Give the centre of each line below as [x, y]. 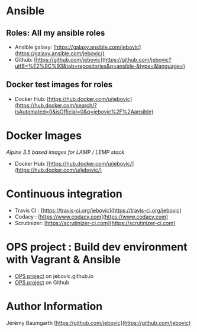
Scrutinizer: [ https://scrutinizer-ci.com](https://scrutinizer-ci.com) [95, 223]
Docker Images [44, 135]
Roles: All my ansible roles [56, 33]
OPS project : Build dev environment [97, 247]
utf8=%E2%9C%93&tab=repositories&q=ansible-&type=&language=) [100, 66]
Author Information [54, 306]
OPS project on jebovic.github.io [54, 276]
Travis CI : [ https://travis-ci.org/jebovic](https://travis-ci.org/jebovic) [98, 210]
